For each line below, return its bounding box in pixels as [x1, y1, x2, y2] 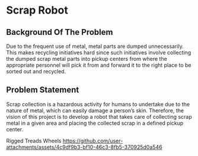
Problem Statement [6, 85, 79, 95]
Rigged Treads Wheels [6, 137, 62, 144]
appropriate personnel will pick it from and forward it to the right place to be [6, 61, 191, 69]
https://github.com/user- [62, 137, 123, 144]
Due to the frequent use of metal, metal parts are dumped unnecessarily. [6, 43, 184, 50]
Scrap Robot [6, 4, 68, 17]
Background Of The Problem [6, 27, 113, 37]
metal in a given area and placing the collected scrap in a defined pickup [6, 119, 184, 126]
